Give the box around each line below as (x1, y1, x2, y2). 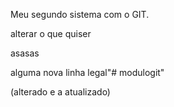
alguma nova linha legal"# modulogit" (10, 67, 165, 78)
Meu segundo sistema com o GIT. (10, 9, 150, 20)
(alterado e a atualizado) (10, 86, 111, 98)
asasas (10, 47, 40, 59)
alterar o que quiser (10, 28, 92, 39)
